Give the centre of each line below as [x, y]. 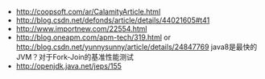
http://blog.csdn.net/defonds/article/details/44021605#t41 [113, 20]
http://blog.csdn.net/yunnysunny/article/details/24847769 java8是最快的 [137, 47]
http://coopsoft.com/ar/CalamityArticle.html [88, 12]
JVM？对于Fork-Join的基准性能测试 [75, 57]
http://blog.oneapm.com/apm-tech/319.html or [93, 37]
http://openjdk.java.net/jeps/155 [69, 66]
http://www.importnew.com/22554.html [81, 29]
